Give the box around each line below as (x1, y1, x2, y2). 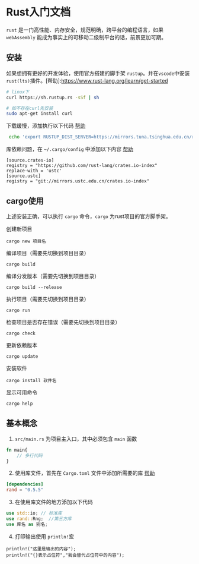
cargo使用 (6, 196, 44, 206)
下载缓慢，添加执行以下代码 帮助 (6, 122, 86, 130)
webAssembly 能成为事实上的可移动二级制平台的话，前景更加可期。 (6, 33, 167, 40)
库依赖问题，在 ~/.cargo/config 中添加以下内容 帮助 (6, 146, 134, 153)
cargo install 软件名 (6, 377, 57, 383)
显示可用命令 (6, 389, 37, 396)
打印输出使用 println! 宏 (14, 533, 75, 540)
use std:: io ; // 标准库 (6, 511, 62, 516)
